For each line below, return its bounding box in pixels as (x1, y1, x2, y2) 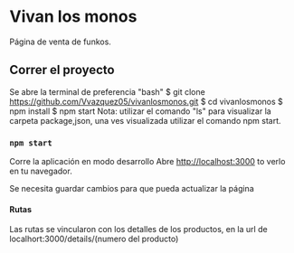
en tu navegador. (9, 165, 72, 177)
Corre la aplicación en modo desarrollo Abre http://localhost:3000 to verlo (9, 156, 286, 167)
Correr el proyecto (9, 62, 115, 78)
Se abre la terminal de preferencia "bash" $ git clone (9, 86, 205, 97)
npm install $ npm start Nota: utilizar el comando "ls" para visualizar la (9, 106, 271, 117)
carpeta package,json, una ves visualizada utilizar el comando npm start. (9, 115, 282, 126)
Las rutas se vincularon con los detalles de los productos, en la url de (9, 224, 269, 235)
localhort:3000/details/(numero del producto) (9, 233, 179, 245)
